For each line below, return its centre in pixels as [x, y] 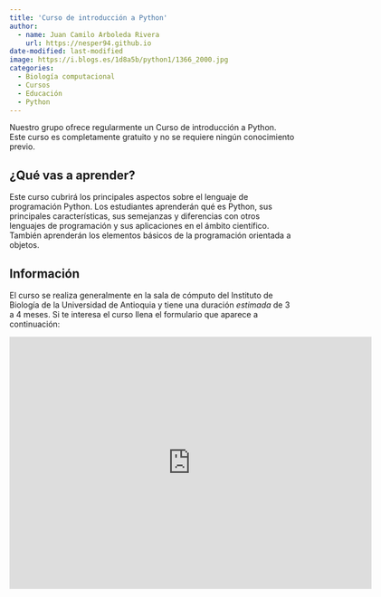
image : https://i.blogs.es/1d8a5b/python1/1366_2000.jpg [119, 60]
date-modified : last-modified [67, 52]
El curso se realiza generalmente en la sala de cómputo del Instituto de [141, 295]
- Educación [40, 93]
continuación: [35, 324]
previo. [23, 147]
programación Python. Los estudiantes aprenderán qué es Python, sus [141, 207]
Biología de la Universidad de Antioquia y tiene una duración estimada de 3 [150, 305]
